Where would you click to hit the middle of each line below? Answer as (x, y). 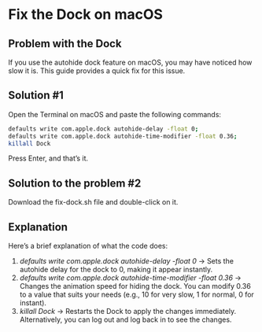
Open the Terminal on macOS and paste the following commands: (115, 114)
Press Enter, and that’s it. (48, 158)
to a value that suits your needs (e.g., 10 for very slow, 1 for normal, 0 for (137, 295)
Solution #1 (36, 96)
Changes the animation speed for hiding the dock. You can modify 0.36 (135, 286)
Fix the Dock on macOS (86, 15)
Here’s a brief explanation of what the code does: (88, 246)
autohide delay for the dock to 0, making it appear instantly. (116, 270)
